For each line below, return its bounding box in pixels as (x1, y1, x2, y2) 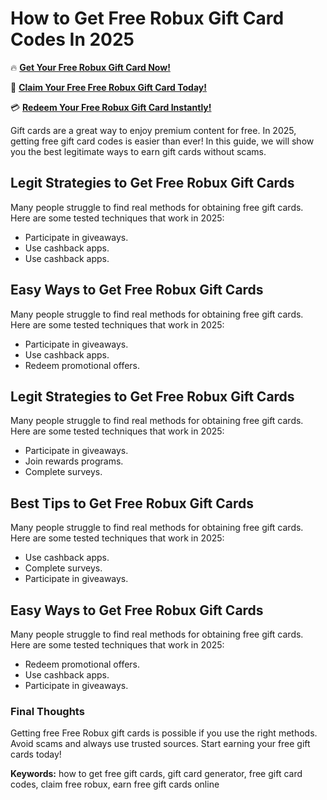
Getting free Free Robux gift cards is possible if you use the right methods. (10, 727, 318, 739)
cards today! (10, 748, 62, 761)
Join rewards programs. (24, 455, 124, 467)
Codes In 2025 (10, 28, 135, 51)
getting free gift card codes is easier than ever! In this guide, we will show (10, 135, 315, 147)
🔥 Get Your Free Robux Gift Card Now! (10, 61, 171, 73)
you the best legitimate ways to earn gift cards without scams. (10, 145, 267, 157)
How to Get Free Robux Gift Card (10, 7, 285, 30)
